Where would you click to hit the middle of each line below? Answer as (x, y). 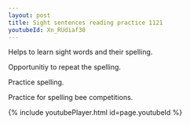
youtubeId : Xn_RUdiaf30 (47, 30)
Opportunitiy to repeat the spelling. (65, 67)
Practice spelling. (36, 82)
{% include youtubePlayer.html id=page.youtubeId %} (95, 112)
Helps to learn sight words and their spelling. (80, 52)
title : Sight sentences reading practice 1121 (86, 23)
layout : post (29, 15)
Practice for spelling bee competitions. (71, 98)
